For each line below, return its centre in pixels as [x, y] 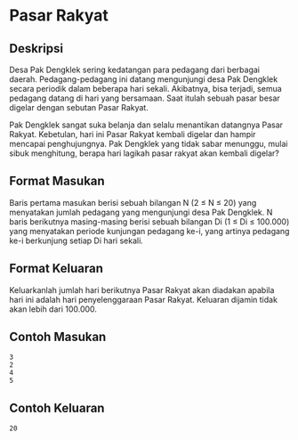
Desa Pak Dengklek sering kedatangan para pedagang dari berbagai [135, 69]
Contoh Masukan [58, 337]
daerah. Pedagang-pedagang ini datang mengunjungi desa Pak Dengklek [144, 79]
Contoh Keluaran [57, 407]
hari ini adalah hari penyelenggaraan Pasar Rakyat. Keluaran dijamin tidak [144, 299]
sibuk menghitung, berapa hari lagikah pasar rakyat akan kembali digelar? [145, 153]
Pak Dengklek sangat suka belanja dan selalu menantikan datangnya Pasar [146, 125]
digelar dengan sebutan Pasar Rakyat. [79, 107]
